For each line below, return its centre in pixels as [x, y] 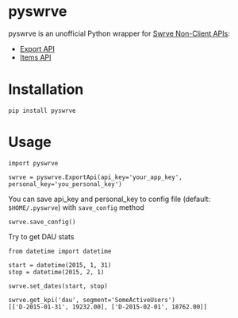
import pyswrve [33, 163]
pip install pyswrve [42, 111]
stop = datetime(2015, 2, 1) [56, 272]
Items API [35, 57]
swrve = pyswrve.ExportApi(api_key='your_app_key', [95, 177]
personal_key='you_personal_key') [65, 184]
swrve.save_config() [42, 222]
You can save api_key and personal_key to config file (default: [109, 199]
